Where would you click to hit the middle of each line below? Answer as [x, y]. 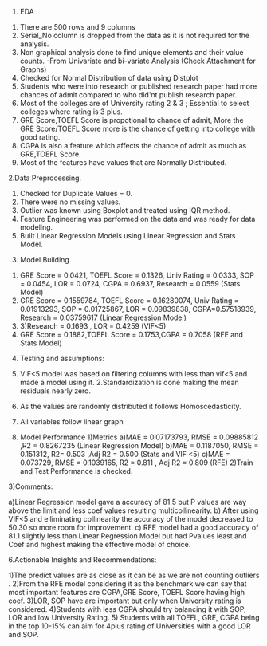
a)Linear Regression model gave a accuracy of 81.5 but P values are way [128, 502]
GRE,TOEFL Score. [50, 154]
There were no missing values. [70, 202]
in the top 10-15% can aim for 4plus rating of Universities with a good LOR [130, 626]
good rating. [40, 137]
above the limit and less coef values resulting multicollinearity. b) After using [133, 510]
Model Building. [45, 260]
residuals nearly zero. [55, 391]
